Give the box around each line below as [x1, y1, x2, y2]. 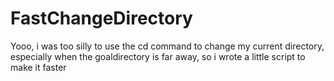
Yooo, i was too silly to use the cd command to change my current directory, [10, 40, 325, 52]
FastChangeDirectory [10, 7, 193, 30]
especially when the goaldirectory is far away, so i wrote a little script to [10, 50, 306, 62]
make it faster [10, 61, 67, 73]
